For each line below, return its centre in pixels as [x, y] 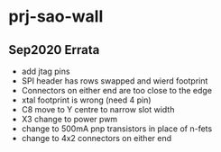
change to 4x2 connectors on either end [97, 138]
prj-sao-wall [56, 17]
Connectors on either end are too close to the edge [117, 90]
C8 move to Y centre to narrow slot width [98, 109]
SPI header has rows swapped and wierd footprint [115, 81]
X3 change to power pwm [69, 119]
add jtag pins [46, 71]
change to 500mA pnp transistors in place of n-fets [117, 129]
